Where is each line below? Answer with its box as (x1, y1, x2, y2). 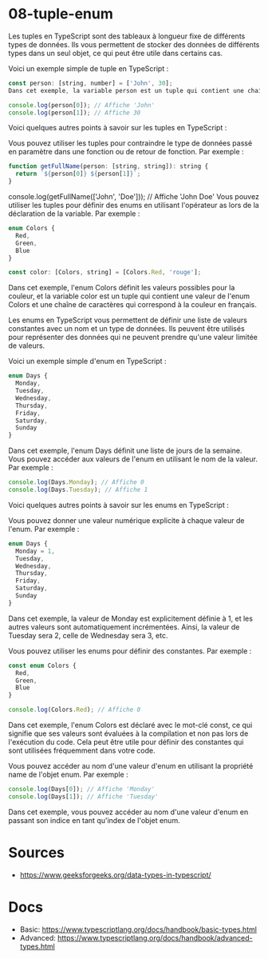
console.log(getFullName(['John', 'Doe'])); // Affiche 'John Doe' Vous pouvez (8, 192, 259, 202)
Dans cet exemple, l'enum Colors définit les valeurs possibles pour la (8, 283, 235, 293)
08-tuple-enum (8, 5, 113, 23)
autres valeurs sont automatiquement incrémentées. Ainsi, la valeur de (8, 621, 240, 632)
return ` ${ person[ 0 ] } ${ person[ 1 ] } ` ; (15, 170, 141, 178)
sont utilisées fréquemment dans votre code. (8, 745, 156, 756)
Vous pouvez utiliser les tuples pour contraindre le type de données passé (8, 138, 253, 148)
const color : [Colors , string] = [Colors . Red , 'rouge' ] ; (8, 269, 202, 277)
